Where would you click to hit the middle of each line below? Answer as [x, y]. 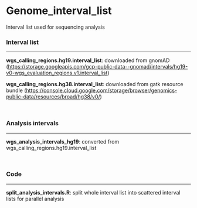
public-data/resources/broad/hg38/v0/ [53, 97]
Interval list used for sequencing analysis [56, 27]
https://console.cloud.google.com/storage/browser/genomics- [102, 91]
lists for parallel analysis [35, 199]
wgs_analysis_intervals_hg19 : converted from [63, 141]
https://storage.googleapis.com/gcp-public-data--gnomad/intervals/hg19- [98, 67]
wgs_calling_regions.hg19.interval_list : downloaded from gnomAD [88, 60]
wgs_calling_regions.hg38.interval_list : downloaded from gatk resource [95, 84]
